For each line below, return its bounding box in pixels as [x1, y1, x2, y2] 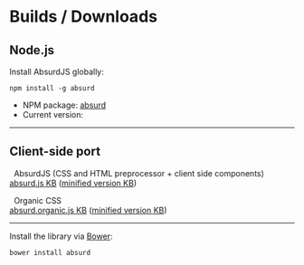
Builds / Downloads [9, 6, 158, 27]
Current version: [22, 109, 84, 119]
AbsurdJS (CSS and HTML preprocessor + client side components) [13, 167, 265, 178]
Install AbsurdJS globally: [9, 66, 104, 77]
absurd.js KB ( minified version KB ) [9, 177, 138, 188]
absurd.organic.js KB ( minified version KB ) [9, 204, 167, 215]
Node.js [9, 43, 55, 58]
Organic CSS [13, 194, 62, 205]
